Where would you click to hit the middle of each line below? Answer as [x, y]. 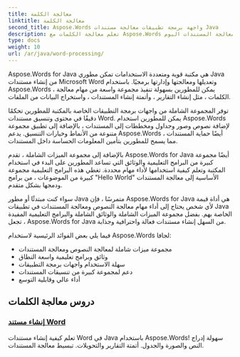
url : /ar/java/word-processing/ [56, 54]
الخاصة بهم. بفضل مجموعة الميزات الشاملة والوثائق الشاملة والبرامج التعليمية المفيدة [120, 214]
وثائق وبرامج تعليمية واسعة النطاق [63, 257]
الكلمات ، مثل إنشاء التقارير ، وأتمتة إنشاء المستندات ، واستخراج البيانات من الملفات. [119, 96]
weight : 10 [24, 47]
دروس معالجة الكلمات [51, 302]
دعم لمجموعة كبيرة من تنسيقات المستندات [75, 271]
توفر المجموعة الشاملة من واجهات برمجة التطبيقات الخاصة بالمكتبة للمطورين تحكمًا [118, 110]
